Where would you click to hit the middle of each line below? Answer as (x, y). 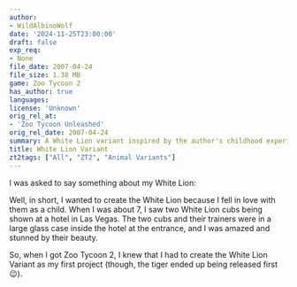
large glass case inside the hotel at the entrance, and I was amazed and (140, 228)
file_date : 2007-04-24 (51, 67)
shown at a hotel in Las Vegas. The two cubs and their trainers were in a (141, 219)
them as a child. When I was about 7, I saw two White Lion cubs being (136, 209)
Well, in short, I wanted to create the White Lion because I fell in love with (142, 199)
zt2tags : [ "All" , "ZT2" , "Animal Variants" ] (92, 157)
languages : (29, 100)
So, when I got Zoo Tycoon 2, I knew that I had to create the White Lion (138, 254)
